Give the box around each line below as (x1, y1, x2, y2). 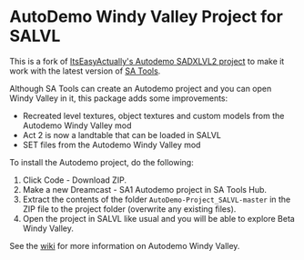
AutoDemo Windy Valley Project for (9, 6, 284, 27)
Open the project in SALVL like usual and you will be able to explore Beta (22, 213, 296, 224)
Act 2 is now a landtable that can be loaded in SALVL (22, 129, 221, 140)
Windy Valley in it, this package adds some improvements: (9, 93, 228, 104)
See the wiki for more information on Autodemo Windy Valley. (9, 240, 240, 251)
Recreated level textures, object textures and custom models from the (22, 110, 285, 121)
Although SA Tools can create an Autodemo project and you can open (9, 83, 272, 94)
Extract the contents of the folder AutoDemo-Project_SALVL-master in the (22, 194, 291, 205)
